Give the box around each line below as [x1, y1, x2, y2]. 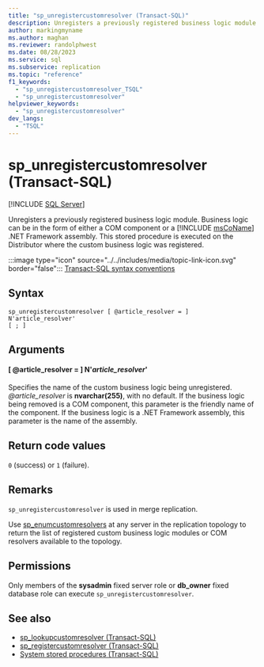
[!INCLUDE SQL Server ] [8, 199, 85, 208]
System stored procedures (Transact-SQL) [19, 650, 159, 659]
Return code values [8, 439, 107, 452]
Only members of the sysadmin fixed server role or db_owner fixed [8, 580, 229, 590]
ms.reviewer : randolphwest [8, 41, 97, 49]
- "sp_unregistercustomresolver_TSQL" [15, 85, 144, 93]
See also [8, 612, 51, 625]
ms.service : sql [8, 56, 62, 64]
